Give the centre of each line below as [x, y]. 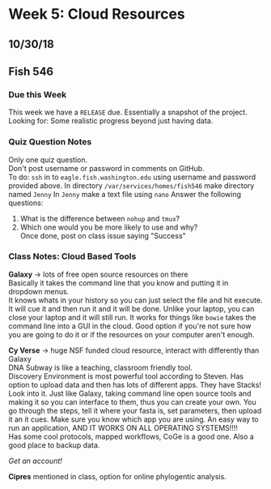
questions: [26, 203]
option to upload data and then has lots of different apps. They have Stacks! [135, 384]
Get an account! [36, 461]
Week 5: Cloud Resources [97, 14]
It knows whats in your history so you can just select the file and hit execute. [135, 300]
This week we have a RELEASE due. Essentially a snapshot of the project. [128, 112]
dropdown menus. [39, 291]
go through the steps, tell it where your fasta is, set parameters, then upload [135, 410]
